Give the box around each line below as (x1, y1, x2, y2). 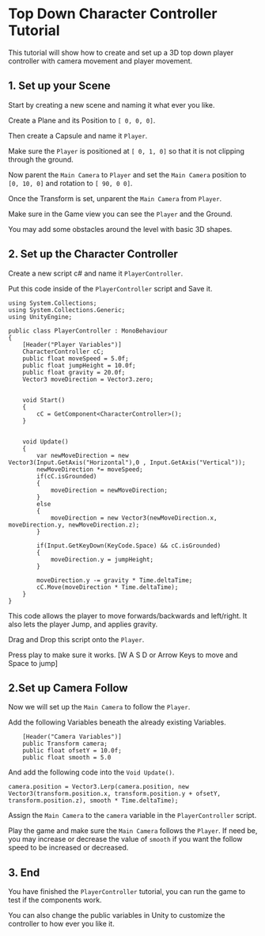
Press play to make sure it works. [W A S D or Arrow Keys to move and (8, 650, 238, 660)
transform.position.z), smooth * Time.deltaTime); (8, 797, 179, 805)
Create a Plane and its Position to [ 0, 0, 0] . (8, 116, 156, 125)
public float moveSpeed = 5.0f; (22, 354, 129, 363)
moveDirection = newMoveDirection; (50, 486, 168, 494)
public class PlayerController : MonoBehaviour (8, 326, 168, 335)
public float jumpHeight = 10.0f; (22, 361, 136, 369)
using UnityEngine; (8, 313, 73, 321)
